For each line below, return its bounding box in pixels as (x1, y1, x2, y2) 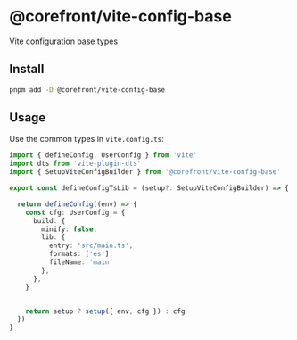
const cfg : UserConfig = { (25, 208, 126, 217)
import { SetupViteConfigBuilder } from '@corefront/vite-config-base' (9, 168, 281, 177)
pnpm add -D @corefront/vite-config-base (9, 85, 166, 95)
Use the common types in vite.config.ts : (9, 134, 165, 145)
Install (9, 62, 45, 77)
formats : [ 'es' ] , (48, 250, 114, 259)
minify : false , (41, 225, 98, 234)
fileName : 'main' (48, 258, 114, 267)
